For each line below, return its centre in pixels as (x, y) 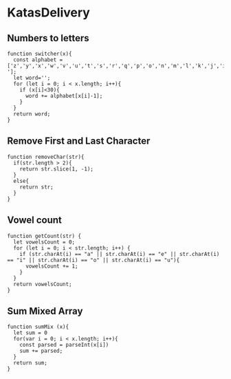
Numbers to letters (48, 38)
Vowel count (34, 220)
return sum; (31, 363)
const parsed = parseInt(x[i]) (64, 345)
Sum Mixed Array (45, 311)
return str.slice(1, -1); (57, 169)
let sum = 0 (31, 333)
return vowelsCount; (43, 284)
